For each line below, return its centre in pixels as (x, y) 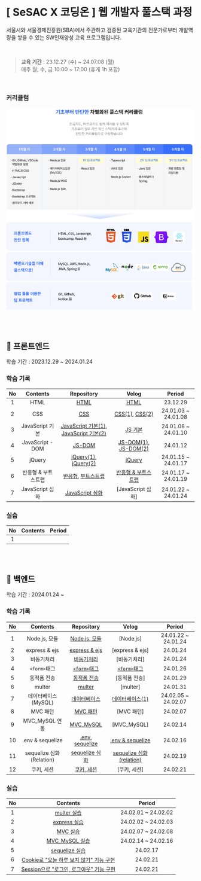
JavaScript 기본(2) (84, 434)
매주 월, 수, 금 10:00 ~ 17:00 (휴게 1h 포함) (70, 69)
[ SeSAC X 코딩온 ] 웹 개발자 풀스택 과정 (99, 12)
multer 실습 (68, 813)
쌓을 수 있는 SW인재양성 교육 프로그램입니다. (69, 37)
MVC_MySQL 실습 (68, 841)
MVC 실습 (68, 831)
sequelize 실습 (68, 850)
